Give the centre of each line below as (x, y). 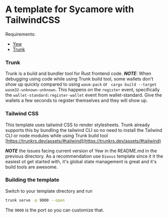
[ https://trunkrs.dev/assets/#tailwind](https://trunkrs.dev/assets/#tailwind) (83, 141)
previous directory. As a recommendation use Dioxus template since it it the (84, 156)
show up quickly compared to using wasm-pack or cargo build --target (81, 84)
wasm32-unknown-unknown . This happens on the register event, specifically (82, 90)
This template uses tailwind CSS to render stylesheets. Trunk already (78, 125)
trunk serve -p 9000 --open (35, 200)
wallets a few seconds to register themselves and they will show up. (77, 100)
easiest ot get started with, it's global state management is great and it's (81, 161)
